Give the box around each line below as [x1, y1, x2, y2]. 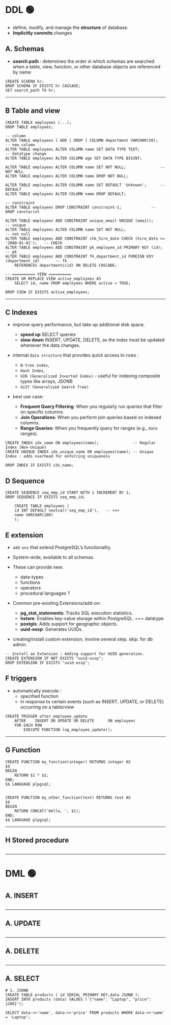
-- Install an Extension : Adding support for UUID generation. [5, 651, 145, 656]
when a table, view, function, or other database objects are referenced [12, 63, 161, 69]
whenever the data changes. [20, 342, 80, 348]
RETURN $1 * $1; [14, 773, 49, 778]
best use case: [12, 394, 44, 400]
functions [20, 579, 41, 585]
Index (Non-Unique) [5, 445, 47, 450]
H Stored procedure [5, 836, 69, 844]
